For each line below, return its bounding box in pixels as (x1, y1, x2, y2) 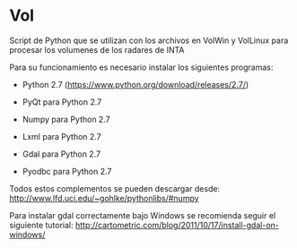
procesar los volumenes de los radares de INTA (9, 44, 185, 55)
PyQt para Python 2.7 (22, 96, 102, 107)
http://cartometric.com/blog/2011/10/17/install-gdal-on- (74, 219, 280, 230)
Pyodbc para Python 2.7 (22, 166, 112, 176)
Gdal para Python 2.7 (22, 149, 101, 159)
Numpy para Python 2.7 (22, 114, 110, 124)
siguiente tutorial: (9, 219, 74, 230)
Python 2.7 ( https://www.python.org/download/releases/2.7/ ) (22, 79, 249, 90)
